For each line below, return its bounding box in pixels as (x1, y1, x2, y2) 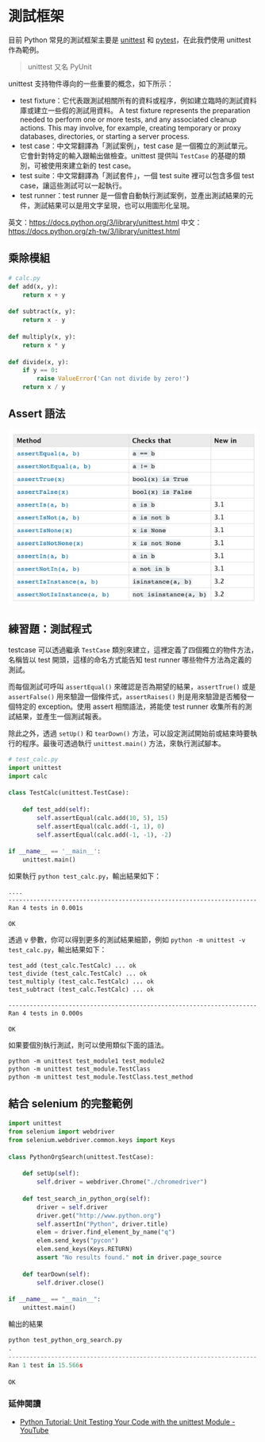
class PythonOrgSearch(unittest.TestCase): (8, 1152, 155, 1161)
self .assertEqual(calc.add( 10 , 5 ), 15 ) (36, 814, 169, 822)
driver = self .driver (36, 1203, 109, 1211)
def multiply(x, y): (8, 332, 77, 340)
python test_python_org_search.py (8, 1336, 123, 1344)
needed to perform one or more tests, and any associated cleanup (19, 115, 236, 124)
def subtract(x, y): (8, 308, 77, 316)
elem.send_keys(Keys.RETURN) (36, 1246, 133, 1253)
